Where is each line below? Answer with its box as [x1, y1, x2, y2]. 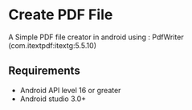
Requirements [8, 64, 80, 78]
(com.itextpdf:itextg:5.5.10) [8, 40, 96, 50]
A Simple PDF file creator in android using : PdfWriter [8, 32, 184, 42]
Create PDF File [8, 6, 113, 24]
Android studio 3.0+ [19, 94, 87, 104]
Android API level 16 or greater [19, 85, 121, 95]
